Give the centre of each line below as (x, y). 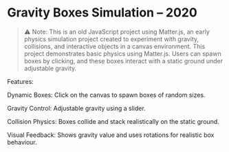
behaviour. (22, 142)
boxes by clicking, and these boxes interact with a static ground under (123, 61)
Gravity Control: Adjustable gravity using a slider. (76, 108)
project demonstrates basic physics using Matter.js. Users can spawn (122, 54)
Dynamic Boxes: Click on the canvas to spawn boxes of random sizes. (106, 95)
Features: (21, 81)
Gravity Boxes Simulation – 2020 (102, 13)
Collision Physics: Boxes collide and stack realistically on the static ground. (113, 121)
